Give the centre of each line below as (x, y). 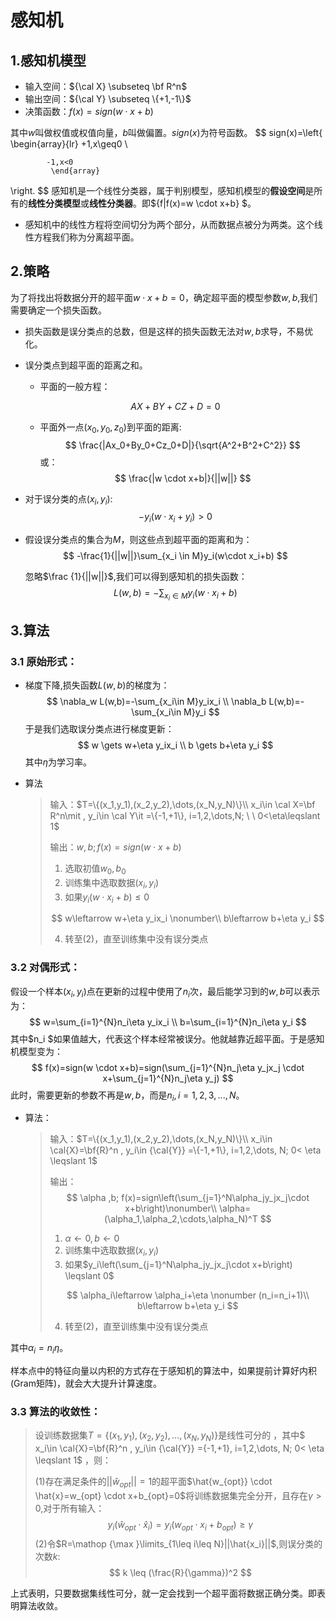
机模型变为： (36, 1051)
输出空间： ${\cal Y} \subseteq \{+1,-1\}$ (108, 99)
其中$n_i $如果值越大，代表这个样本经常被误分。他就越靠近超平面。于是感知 (167, 1038)
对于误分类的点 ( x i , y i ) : (68, 499)
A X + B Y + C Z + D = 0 (175, 406)
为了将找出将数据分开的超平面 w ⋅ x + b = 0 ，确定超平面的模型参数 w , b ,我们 (164, 297)
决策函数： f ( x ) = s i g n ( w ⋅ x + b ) (89, 111)
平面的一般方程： (75, 386)
